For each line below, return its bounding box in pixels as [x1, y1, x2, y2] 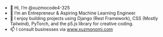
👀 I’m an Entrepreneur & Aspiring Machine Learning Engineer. [10, 10, 137, 16]
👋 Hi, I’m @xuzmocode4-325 [10, 5, 70, 10]
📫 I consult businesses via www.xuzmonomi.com [10, 26, 113, 32]
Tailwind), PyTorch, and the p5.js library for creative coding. [10, 20, 134, 26]
